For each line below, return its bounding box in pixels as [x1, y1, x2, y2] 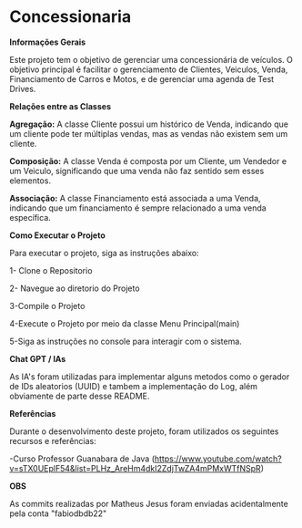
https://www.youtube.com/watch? [154, 453, 282, 464]
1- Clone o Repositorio [9, 264, 93, 275]
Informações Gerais [9, 36, 86, 47]
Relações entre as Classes [9, 100, 112, 111]
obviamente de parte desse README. [9, 390, 150, 401]
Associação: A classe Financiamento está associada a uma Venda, [9, 192, 261, 203]
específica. [9, 212, 52, 223]
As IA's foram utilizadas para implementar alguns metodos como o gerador [9, 371, 290, 382]
